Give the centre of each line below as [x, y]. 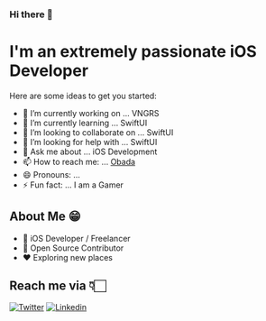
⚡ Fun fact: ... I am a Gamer [73, 185]
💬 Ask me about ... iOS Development [90, 151]
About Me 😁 [45, 217]
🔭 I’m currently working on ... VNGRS [91, 113]
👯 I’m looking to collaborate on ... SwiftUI [98, 132]
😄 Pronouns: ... [51, 174]
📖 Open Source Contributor [73, 248]
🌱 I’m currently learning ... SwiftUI [85, 123]
